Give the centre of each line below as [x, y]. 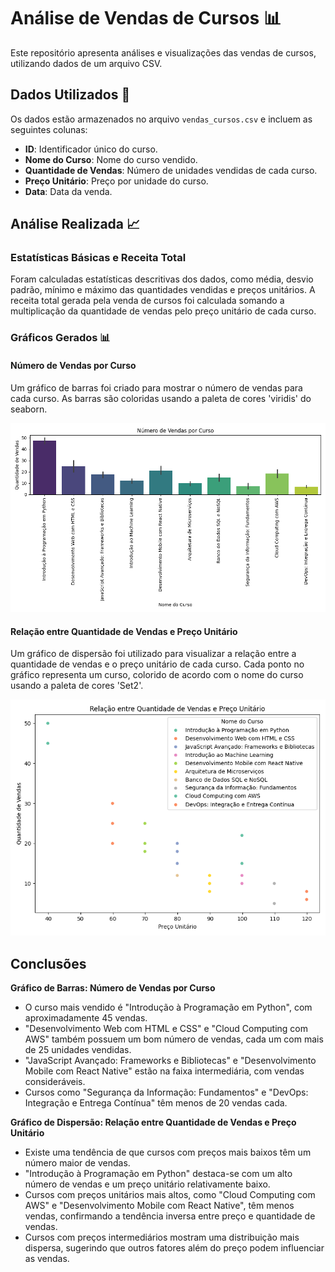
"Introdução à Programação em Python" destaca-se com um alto [158, 1173]
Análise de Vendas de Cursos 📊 [146, 18]
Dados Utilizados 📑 [70, 95]
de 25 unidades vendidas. [78, 1049]
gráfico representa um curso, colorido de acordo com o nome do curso [157, 675]
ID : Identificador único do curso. [91, 149]
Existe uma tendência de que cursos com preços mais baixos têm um [168, 1152]
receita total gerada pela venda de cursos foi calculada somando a [147, 301]
